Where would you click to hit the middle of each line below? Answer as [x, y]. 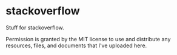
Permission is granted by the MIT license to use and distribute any [88, 39]
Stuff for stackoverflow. [35, 27]
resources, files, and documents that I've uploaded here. [76, 45]
